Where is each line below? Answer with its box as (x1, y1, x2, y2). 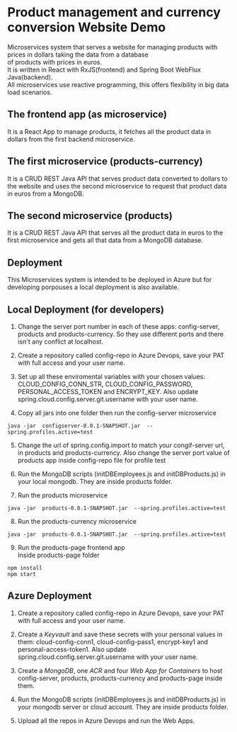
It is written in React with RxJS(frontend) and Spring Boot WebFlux (7, 65, 202, 74)
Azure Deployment (7, 590, 92, 602)
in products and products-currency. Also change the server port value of (17, 449, 230, 457)
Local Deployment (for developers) (7, 303, 165, 315)
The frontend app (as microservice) (7, 108, 168, 120)
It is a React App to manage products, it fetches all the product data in (7, 127, 212, 135)
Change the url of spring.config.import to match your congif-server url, (17, 441, 225, 449)
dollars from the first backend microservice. (7, 135, 136, 143)
